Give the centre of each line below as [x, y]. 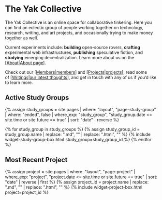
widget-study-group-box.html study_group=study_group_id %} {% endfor [78, 139]
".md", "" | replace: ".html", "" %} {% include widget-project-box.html [74, 187]
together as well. [22, 38]
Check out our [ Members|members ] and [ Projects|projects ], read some [76, 72]
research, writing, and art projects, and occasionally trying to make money [79, 33]
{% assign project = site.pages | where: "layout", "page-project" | [70, 171]
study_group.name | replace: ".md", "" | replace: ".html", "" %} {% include [78, 134]
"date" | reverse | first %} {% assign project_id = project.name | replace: [77, 182]
